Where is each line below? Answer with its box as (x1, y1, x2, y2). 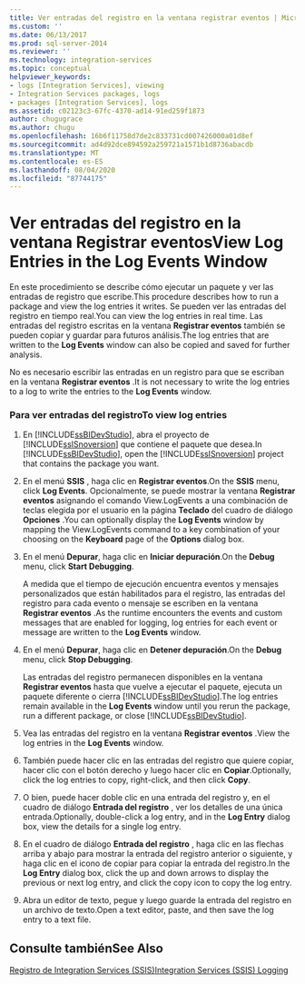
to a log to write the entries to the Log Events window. (9, 386, 212, 397)
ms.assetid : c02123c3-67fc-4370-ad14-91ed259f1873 (9, 106, 205, 115)
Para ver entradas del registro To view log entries (9, 409, 228, 422)
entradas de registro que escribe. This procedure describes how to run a (9, 292, 280, 303)
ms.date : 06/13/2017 (9, 30, 88, 39)
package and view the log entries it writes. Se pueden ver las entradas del (9, 301, 287, 312)
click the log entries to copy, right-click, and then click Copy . (22, 774, 251, 786)
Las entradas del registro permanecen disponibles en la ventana (22, 671, 263, 682)
